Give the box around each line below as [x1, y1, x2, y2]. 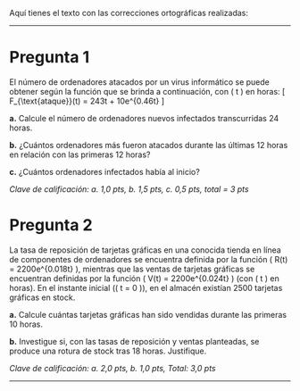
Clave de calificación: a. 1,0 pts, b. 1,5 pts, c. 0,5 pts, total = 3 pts [9, 183, 249, 195]
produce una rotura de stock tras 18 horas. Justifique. [9, 345, 207, 356]
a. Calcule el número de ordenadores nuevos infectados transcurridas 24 [9, 112, 279, 123]
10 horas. [9, 319, 43, 329]
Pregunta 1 [9, 47, 90, 68]
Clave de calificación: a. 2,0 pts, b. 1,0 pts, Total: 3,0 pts [9, 362, 216, 373]
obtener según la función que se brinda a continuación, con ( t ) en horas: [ [9, 86, 286, 96]
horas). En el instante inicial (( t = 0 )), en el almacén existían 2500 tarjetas [9, 282, 283, 293]
